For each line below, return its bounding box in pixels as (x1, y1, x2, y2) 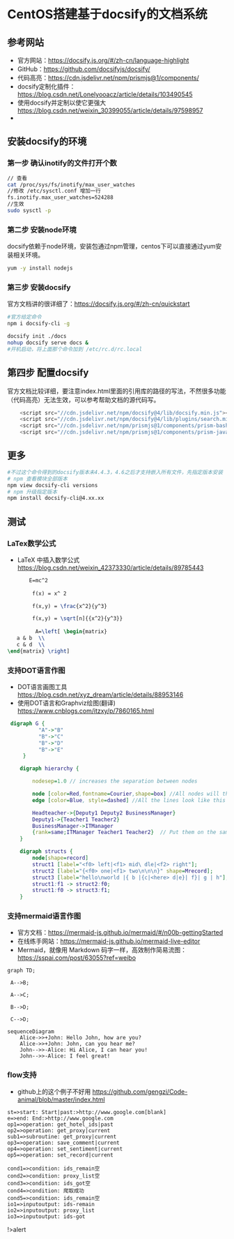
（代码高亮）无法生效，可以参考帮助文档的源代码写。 (7, 395, 160, 403)
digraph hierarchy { (19, 765, 79, 772)
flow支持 (7, 1070, 37, 1080)
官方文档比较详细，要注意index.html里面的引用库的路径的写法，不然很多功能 (7, 387, 226, 395)
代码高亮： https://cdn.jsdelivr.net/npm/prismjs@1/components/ (17, 74, 200, 82)
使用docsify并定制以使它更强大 (17, 98, 107, 107)
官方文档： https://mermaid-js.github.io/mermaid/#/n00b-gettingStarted (17, 928, 224, 937)
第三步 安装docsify (7, 283, 71, 292)
